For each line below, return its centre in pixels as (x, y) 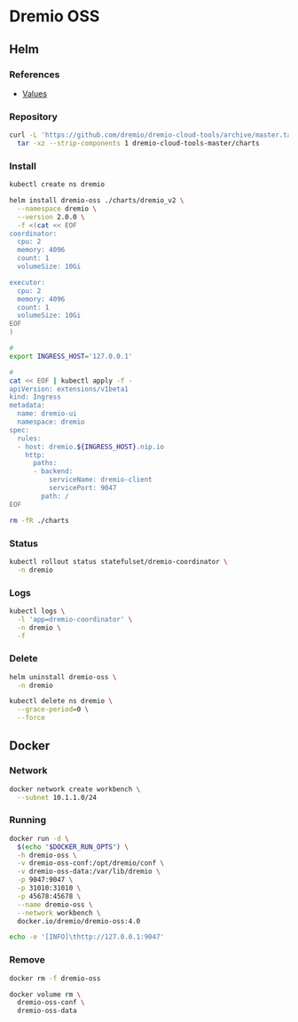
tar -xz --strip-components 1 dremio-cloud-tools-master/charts (138, 144)
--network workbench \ (59, 913)
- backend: (53, 471)
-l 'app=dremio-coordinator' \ (75, 619)
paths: (45, 463)
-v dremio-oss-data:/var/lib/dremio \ (89, 872)
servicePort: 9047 (82, 488)
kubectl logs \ (37, 611)
